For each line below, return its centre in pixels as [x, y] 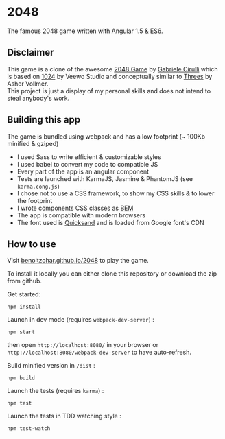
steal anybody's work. [38, 98]
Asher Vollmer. [28, 84]
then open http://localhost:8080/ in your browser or [83, 345]
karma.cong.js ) [38, 186]
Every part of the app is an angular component [83, 171]
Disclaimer [31, 52]
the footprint [35, 200]
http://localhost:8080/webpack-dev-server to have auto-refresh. [99, 352]
